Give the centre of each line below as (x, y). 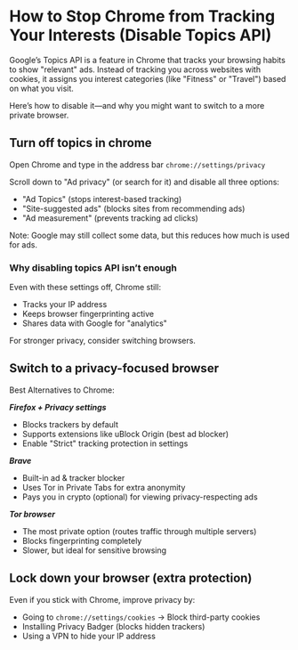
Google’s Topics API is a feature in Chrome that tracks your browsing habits (148, 60)
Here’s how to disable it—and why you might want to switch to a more (137, 105)
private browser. (39, 115)
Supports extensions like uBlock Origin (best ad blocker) (125, 434)
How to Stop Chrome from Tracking (142, 16)
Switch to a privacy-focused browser (114, 368)
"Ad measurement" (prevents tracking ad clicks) (110, 218)
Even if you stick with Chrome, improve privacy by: (102, 599)
